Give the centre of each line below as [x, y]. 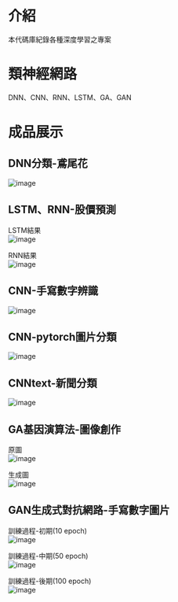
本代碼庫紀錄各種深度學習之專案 [60, 39]
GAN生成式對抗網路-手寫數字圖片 [89, 510]
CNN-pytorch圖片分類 [63, 336]
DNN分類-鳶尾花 [48, 163]
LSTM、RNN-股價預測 [62, 210]
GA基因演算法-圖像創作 [65, 429]
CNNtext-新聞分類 [53, 383]
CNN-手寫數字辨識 [53, 291]
